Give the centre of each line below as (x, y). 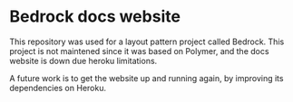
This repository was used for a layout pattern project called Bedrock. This (147, 42)
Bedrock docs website (95, 17)
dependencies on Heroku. (58, 88)
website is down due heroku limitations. (83, 60)
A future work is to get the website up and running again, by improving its (146, 78)
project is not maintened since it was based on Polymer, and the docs (139, 51)
